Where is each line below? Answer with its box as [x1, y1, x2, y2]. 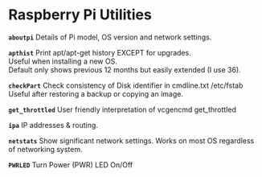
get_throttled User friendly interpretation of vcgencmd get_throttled [8, 105, 237, 114]
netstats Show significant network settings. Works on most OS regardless [8, 135, 255, 146]
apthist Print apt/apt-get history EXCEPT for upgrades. [8, 47, 191, 57]
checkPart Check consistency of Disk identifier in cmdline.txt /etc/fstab [8, 80, 244, 90]
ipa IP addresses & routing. [8, 120, 99, 130]
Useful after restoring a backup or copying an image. [8, 88, 183, 98]
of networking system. [8, 144, 83, 154]
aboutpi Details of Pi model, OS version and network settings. [8, 32, 212, 42]
